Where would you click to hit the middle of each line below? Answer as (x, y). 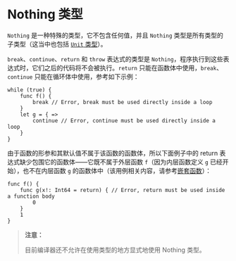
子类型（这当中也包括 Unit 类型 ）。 (57, 44)
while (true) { (30, 90)
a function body (31, 196)
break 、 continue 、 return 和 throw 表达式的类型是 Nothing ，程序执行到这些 (115, 59)
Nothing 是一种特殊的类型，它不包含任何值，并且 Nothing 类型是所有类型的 (116, 35)
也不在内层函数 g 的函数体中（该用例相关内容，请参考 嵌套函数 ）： (117, 170)
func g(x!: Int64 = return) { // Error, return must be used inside (123, 190)
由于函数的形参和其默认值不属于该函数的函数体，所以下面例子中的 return (113, 153)
